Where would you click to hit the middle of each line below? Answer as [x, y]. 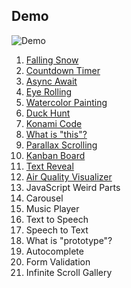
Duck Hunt [48, 113]
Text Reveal [49, 166]
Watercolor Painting [66, 102]
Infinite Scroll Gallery [69, 272]
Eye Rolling [49, 91]
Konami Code [54, 123]
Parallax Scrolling [61, 145]
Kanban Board [55, 155]
